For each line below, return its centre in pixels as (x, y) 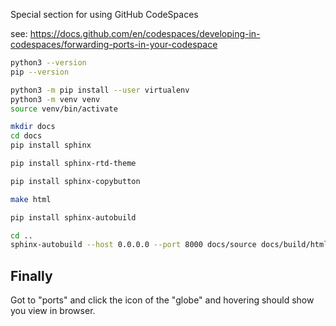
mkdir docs (33, 127)
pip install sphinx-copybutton (75, 181)
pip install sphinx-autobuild (73, 217)
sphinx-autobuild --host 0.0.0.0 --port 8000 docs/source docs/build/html (169, 245)
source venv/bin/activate (64, 109)
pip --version (40, 72)
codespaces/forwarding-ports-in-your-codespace (114, 44)
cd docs (26, 136)
